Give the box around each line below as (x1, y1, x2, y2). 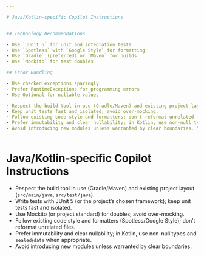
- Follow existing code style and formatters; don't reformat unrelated (6, 114, 194, 120)
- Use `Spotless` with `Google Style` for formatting (6, 47, 146, 54)
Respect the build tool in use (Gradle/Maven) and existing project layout (15, 184, 195, 192)
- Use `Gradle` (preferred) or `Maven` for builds (6, 53, 137, 59)
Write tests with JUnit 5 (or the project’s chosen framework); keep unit (15, 197, 191, 204)
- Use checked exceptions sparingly (6, 80, 99, 86)
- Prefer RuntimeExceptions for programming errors (6, 86, 140, 92)
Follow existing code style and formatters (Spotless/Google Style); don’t (15, 216, 195, 224)
